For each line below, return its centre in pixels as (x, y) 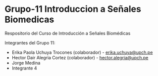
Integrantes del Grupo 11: (30, 42)
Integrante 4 (25, 68)
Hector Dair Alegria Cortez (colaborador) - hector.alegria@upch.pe (80, 57)
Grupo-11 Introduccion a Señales (73, 9)
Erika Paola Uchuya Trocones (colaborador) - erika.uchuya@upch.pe (82, 52)
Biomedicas (29, 19)
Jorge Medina (26, 63)
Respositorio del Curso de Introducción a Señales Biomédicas (68, 33)
